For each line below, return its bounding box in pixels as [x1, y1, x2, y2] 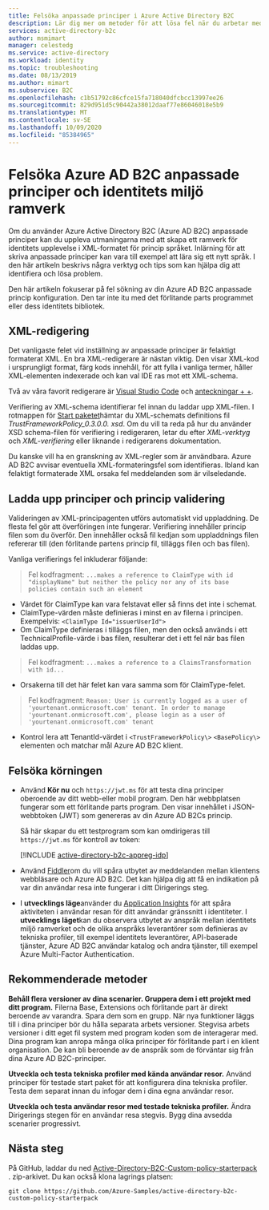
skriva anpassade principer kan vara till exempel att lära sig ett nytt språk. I [8, 252, 255, 261]
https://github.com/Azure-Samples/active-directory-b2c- [43, 1187, 239, 1195]
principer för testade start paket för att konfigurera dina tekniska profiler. [8, 1077, 248, 1087]
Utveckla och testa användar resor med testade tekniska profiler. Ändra [8, 1101, 251, 1111]
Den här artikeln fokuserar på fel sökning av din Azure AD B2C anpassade [8, 284, 252, 293]
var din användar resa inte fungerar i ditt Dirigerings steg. [19, 883, 210, 892]
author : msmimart [8, 34, 66, 42]
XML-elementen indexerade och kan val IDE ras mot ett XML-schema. [8, 371, 239, 381]
